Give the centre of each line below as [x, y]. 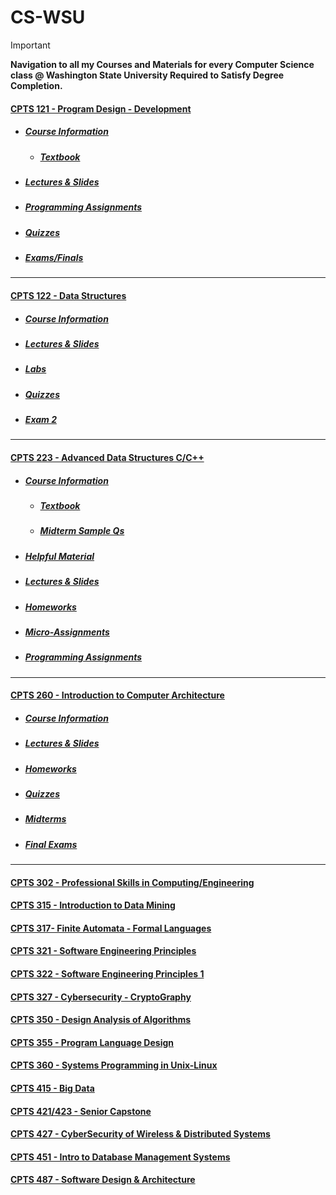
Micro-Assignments [67, 632]
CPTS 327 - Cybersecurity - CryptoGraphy [101, 997]
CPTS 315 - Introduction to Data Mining [93, 905]
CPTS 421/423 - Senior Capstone [81, 1111]
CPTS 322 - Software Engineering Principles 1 [107, 974]
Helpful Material [59, 556]
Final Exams [51, 844]
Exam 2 [40, 420]
